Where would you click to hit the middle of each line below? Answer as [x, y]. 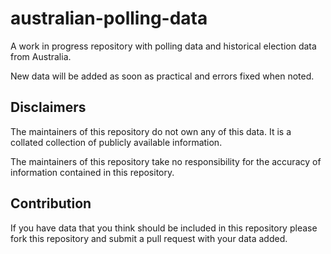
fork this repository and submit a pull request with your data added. [149, 238]
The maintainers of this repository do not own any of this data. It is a [151, 131]
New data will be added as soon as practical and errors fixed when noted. [162, 76]
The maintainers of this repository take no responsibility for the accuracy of [166, 161]
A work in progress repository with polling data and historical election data [163, 46]
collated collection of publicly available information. [116, 142]
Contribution [51, 203]
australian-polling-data [109, 18]
